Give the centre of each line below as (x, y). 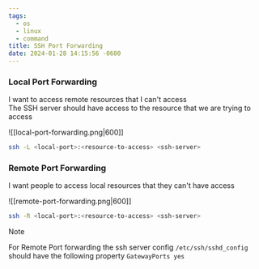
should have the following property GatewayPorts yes (96, 256)
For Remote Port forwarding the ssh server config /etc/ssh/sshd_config (128, 247)
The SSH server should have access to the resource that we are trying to (129, 108)
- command (32, 38)
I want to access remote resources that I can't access (98, 100)
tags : (17, 16)
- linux (29, 31)
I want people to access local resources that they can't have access (121, 186)
